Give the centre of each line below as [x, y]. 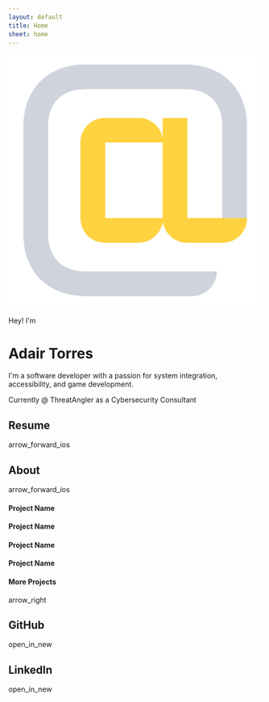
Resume [29, 425]
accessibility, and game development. [71, 384]
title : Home [28, 25]
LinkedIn [31, 670]
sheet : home [28, 34]
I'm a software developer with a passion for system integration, [113, 376]
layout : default [35, 17]
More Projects [32, 582]
